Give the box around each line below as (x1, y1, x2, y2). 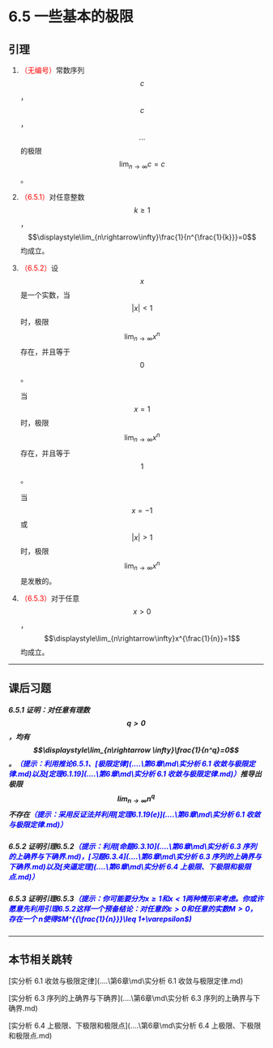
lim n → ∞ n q (117, 792, 156, 805)
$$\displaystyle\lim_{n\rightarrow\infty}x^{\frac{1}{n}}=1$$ (44, 634, 241, 644)
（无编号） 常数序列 (19, 66, 85, 75)
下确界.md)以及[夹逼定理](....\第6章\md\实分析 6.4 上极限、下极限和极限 (8, 861, 251, 871)
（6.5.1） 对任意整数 (19, 192, 85, 201)
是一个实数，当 (19, 290, 70, 300)
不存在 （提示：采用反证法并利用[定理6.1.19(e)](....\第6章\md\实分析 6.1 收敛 (8, 809, 261, 819)
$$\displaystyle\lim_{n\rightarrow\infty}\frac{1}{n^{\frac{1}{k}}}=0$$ (28, 232, 257, 242)
